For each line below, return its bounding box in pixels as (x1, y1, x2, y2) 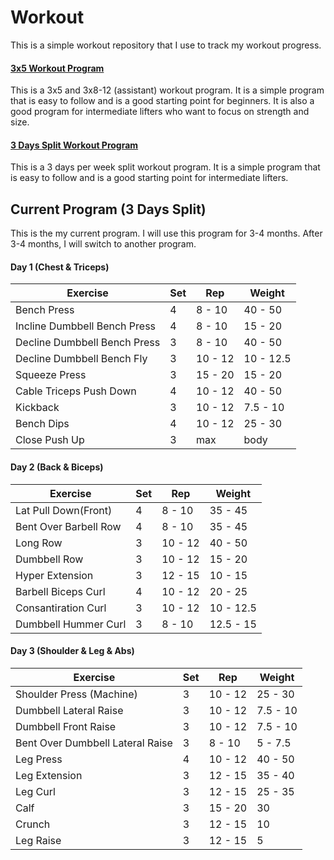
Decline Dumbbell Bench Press (15, 336, 161, 350)
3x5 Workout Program (10, 62, 105, 74)
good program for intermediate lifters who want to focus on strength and (10, 106, 310, 118)
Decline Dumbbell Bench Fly (15, 352, 148, 366)
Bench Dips (15, 417, 70, 431)
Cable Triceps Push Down (15, 384, 137, 398)
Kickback (15, 401, 60, 415)
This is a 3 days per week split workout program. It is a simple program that (10, 161, 321, 173)
